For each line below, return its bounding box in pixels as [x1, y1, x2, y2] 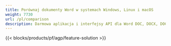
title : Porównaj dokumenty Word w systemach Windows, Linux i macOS [5, 7, 154, 12]
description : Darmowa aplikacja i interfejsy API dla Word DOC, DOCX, [5, 21, 158, 26]
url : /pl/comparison [5, 16, 49, 21]
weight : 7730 [5, 12, 33, 17]
